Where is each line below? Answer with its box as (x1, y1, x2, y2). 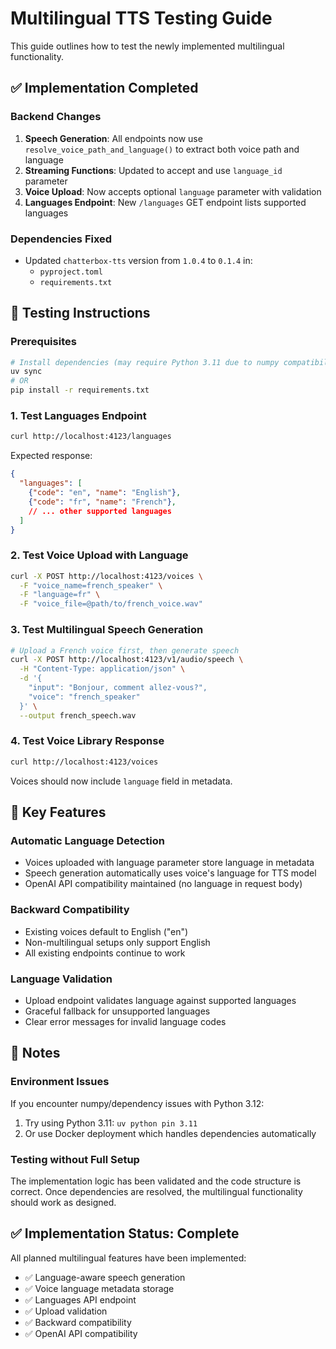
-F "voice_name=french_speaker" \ (19, 580, 163, 591)
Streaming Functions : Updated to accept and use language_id (24, 164, 283, 176)
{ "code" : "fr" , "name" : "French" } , (28, 497, 177, 507)
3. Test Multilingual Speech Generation (10, 623, 204, 637)
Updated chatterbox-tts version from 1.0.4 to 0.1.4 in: (24, 254, 253, 266)
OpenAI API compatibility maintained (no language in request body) (24, 878, 303, 890)
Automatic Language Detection (10, 833, 165, 847)
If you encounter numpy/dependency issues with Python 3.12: (10, 1097, 265, 1109)
